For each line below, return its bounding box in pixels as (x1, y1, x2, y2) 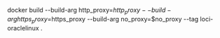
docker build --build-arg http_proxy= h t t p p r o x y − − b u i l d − (7, 6, 172, 16)
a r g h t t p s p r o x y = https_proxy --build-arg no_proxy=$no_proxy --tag (7, 15, 199, 25)
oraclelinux (7, 23, 40, 32)
